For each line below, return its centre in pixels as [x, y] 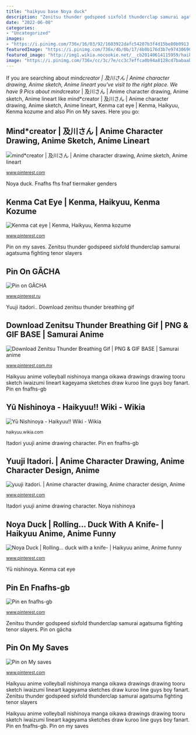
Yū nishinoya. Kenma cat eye [41, 569]
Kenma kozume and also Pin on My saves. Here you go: [73, 111]
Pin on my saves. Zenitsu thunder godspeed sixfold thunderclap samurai [93, 247]
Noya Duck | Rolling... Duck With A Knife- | [85, 524]
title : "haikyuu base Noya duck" [47, 11]
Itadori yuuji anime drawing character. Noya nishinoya [71, 506]
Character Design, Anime [53, 470]
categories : [20, 28]
